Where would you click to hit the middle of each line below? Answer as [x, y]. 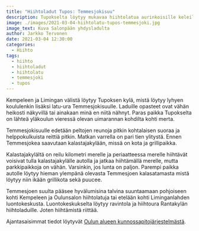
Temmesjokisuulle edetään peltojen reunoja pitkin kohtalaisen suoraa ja [93, 130]
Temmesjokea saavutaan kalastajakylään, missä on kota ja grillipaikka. [92, 143]
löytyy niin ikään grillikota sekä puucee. [54, 179]
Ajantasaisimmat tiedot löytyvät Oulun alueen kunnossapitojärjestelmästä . [96, 222]
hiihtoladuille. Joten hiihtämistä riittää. [52, 210]
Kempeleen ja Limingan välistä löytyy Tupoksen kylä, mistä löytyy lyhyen [95, 100]
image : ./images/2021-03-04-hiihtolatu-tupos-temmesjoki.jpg [83, 23]
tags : [13, 56]
